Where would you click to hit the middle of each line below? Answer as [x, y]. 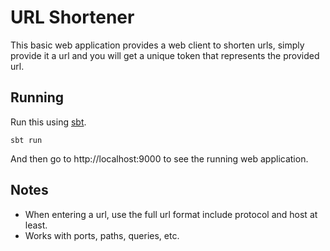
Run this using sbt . [48, 122]
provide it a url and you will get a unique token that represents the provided [165, 55]
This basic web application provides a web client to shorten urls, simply [157, 45]
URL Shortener [72, 17]
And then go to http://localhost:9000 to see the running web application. [159, 158]
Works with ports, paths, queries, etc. [102, 235]
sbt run [26, 140]
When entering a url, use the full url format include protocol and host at [171, 214]
